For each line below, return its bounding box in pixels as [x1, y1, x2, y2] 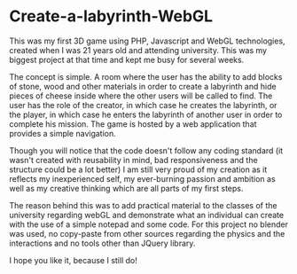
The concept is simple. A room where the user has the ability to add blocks [9, 71, 283, 82]
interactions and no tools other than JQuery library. [9, 238, 196, 248]
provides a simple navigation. [9, 128, 117, 138]
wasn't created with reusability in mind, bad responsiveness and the [9, 154, 259, 165]
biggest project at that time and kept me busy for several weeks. [9, 54, 245, 65]
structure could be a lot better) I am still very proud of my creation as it [9, 164, 268, 175]
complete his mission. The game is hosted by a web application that [9, 118, 257, 129]
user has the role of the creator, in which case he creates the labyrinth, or [9, 99, 277, 110]
